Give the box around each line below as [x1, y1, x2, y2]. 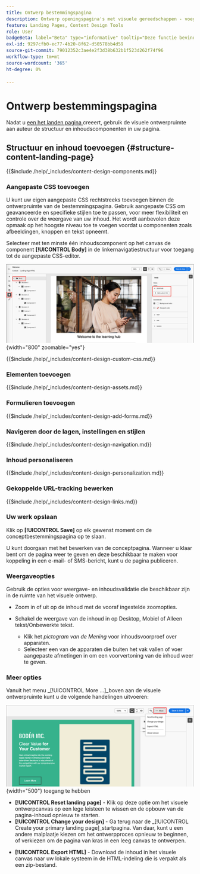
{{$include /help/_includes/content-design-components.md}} [6, 168, 157, 175]
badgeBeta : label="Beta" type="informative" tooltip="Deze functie [6, 35, 177, 41]
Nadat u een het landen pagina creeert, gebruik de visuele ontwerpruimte [6, 119, 186, 126]
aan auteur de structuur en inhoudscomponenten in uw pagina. [6, 126, 161, 133]
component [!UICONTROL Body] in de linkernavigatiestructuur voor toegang [6, 246, 194, 253]
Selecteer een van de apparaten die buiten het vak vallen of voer [23, 646, 183, 653]
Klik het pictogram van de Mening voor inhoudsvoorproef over [23, 633, 177, 640]
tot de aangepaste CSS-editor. [6, 252, 81, 259]
